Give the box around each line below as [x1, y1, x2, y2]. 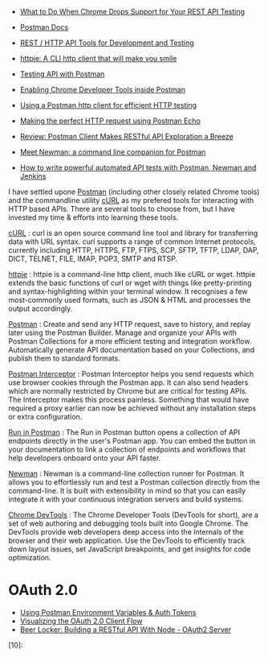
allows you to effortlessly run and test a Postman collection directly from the [8, 477, 261, 486]
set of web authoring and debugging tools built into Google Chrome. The [8, 519, 249, 528]
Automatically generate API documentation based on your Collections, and [8, 345, 255, 354]
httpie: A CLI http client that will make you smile [19, 54, 177, 63]
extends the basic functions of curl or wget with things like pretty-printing [8, 278, 252, 287]
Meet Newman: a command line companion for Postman [19, 147, 206, 156]
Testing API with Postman [19, 69, 105, 79]
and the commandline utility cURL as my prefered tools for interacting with [8, 196, 254, 205]
